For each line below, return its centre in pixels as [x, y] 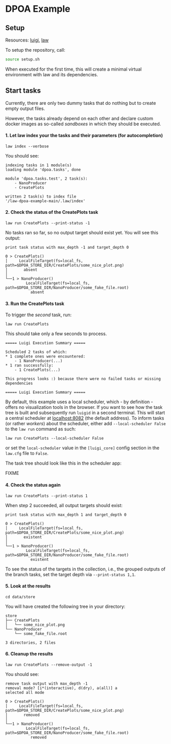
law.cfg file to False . [27, 453]
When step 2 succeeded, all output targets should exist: [64, 505]
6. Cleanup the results [29, 654]
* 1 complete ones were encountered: [45, 357]
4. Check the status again [33, 485]
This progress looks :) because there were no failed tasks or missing [83, 379]
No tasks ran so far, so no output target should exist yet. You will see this [82, 233]
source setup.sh [22, 59]
